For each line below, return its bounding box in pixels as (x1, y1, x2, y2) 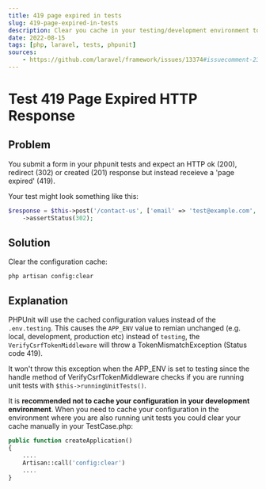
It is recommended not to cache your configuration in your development (8, 396, 250, 406)
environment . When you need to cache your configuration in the (8, 405, 219, 415)
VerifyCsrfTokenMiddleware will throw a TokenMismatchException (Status (8, 340, 248, 350)
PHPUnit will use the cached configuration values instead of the (8, 315, 216, 325)
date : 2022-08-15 (8, 33, 66, 42)
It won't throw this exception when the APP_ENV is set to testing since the (8, 364, 250, 373)
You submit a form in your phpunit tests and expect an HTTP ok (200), (8, 159, 237, 169)
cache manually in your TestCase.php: (8, 422, 133, 431)
